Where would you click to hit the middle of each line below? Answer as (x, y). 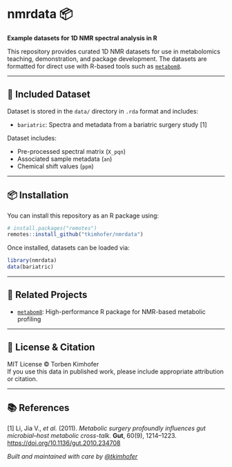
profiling (29, 319)
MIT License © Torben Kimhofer (53, 364)
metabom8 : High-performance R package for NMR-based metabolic (111, 311)
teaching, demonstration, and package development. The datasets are (107, 59)
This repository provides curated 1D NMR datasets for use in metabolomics (114, 51)
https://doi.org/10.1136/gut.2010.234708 (64, 443)
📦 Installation (38, 195)
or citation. (22, 378)
